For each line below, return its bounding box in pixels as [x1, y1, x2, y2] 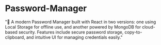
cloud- [142, 24, 156, 30]
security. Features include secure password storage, [18, 29, 124, 35]
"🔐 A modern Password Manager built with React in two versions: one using [5, 19, 156, 25]
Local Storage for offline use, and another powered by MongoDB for [5, 24, 142, 30]
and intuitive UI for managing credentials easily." [26, 34, 123, 40]
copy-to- [124, 29, 142, 35]
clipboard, [5, 34, 25, 40]
